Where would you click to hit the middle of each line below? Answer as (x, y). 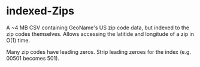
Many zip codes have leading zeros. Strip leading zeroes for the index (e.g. (99, 51)
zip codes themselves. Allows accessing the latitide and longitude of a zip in (100, 33)
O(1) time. (18, 40)
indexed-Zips (40, 11)
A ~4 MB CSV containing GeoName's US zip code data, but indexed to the (98, 28)
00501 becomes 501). (33, 58)
